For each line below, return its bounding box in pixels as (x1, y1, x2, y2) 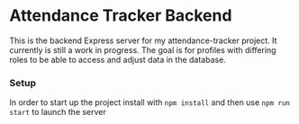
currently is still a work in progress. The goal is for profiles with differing (9, 44, 276, 55)
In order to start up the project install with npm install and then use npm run (9, 97, 291, 108)
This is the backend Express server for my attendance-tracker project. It (9, 35, 277, 46)
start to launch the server (9, 107, 106, 118)
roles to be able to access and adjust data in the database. (9, 54, 227, 65)
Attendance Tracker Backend (9, 5, 232, 26)
